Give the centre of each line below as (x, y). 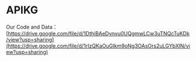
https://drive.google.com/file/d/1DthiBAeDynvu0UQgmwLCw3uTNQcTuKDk (99, 33)
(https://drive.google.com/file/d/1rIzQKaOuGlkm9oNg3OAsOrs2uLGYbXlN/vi (98, 46)
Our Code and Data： (32, 27)
